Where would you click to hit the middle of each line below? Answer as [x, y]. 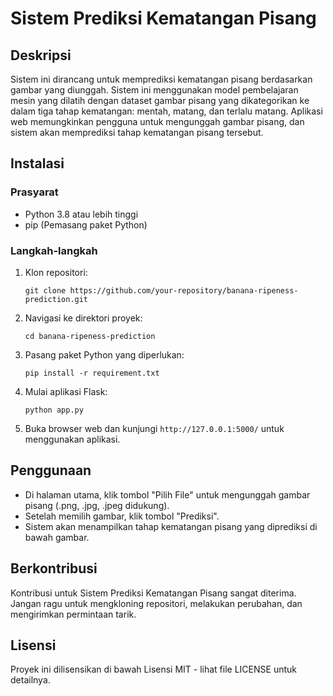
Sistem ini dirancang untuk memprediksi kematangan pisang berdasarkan [161, 79]
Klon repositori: [56, 272]
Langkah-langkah [54, 250]
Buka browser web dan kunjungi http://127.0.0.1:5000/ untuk [154, 428]
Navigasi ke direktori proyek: [83, 318]
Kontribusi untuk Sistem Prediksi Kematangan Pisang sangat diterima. [153, 593]
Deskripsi [41, 55]
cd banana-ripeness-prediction [90, 336]
